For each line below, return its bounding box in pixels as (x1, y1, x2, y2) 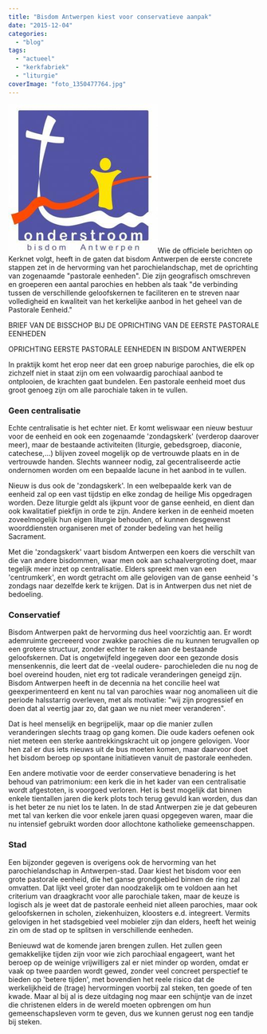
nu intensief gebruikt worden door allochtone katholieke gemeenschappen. (8, 820, 255, 829)
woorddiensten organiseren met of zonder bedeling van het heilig (8, 523, 223, 533)
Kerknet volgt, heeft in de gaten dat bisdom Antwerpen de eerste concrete (8, 254, 253, 263)
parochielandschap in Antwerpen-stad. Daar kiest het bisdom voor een (8, 866, 241, 875)
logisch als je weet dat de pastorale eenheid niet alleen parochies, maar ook (8, 899, 257, 909)
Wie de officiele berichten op (158, 246, 253, 255)
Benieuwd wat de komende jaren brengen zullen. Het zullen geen (8, 941, 223, 950)
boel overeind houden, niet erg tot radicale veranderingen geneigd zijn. (8, 670, 242, 679)
